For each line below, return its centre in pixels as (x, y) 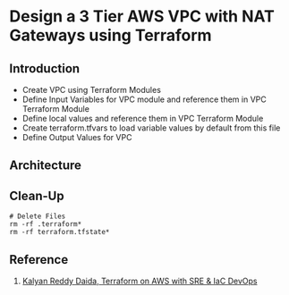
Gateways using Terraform (110, 35)
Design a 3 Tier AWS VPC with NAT (142, 17)
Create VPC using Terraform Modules (91, 90)
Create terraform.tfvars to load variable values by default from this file (151, 128)
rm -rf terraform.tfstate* (59, 232)
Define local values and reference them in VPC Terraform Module (143, 118)
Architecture (46, 166)
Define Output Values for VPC (77, 137)
